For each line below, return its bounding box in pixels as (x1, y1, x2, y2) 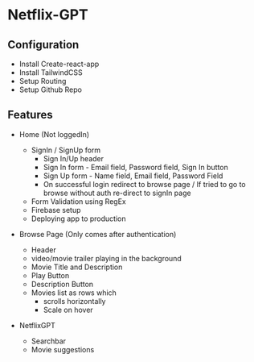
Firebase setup (31, 205, 81, 214)
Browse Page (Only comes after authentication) (18, 229, 177, 239)
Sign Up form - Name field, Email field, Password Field (43, 171, 223, 181)
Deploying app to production (31, 214, 126, 223)
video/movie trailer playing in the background (31, 253, 182, 263)
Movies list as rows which (31, 288, 117, 298)
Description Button (31, 279, 94, 289)
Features (7, 108, 53, 122)
